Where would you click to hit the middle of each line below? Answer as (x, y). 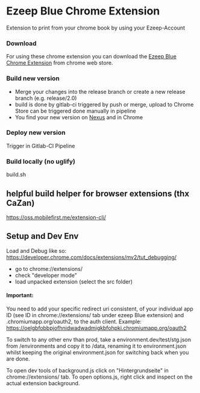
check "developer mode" (46, 275)
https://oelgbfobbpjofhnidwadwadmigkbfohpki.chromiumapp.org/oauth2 (96, 328)
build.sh (16, 175)
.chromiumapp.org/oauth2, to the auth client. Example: (74, 321)
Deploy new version (36, 132)
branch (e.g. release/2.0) (46, 98)
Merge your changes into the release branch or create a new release (100, 91)
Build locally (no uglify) (41, 161)
